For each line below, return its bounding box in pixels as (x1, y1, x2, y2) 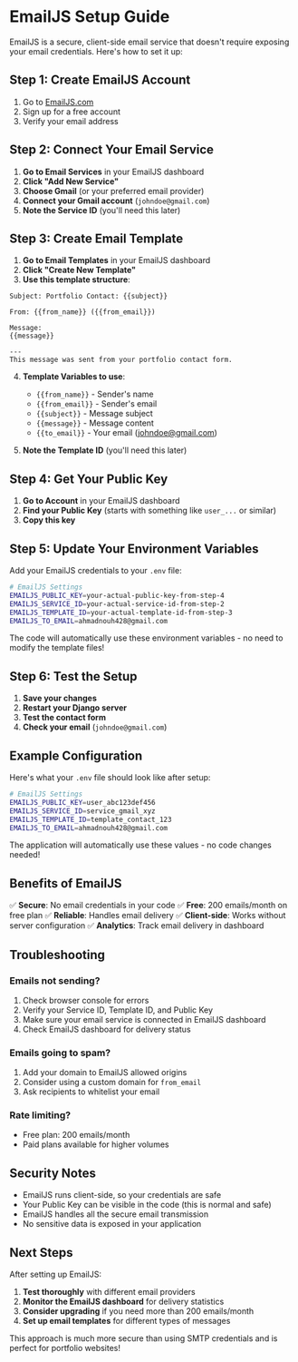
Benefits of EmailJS (9, 876, 122, 891)
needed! (9, 849, 41, 860)
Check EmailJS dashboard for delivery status (22, 1024, 192, 1034)
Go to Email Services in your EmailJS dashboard (22, 166, 205, 177)
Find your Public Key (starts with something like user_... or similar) (22, 505, 277, 516)
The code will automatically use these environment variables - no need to (9, 632, 284, 643)
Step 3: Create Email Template (9, 230, 184, 246)
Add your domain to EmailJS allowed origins (22, 1067, 187, 1078)
